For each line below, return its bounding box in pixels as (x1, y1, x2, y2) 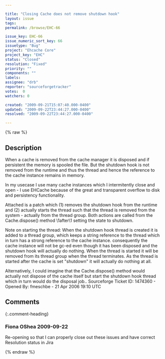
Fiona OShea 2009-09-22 (5, 323, 68, 330)
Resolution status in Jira (5, 340, 54, 346)
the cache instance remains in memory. (5, 172, 85, 178)
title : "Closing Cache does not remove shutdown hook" (5, 11, 120, 16)
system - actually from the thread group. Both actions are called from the (5, 212, 153, 218)
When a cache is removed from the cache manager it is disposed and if (5, 156, 150, 162)
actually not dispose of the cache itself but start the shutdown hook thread (5, 273, 156, 279)
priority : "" (5, 66, 32, 71)
